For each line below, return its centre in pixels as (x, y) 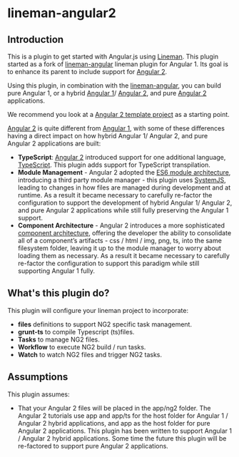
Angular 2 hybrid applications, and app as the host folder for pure (114, 423)
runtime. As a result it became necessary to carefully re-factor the (115, 195)
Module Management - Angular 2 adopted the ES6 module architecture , (124, 172)
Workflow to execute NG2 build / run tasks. (82, 346)
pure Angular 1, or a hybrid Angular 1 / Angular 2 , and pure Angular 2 (107, 93)
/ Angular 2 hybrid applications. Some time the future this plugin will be (122, 438)
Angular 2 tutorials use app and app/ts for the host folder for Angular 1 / (123, 416)
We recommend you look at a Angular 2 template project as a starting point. (118, 114)
